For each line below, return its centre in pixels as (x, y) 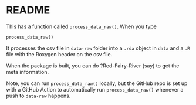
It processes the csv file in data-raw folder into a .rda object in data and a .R (98, 48)
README (28, 10)
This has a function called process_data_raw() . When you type (81, 26)
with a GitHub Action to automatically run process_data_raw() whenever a (95, 89)
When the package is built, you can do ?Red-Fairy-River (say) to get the (93, 66)
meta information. (27, 72)
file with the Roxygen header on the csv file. (59, 54)
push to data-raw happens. (38, 96)
